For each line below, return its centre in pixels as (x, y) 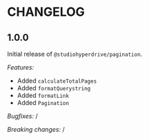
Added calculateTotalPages (57, 81)
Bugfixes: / (22, 116)
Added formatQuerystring (54, 88)
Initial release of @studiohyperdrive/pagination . (75, 54)
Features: (21, 67)
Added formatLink (43, 95)
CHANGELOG (46, 12)
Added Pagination (43, 103)
